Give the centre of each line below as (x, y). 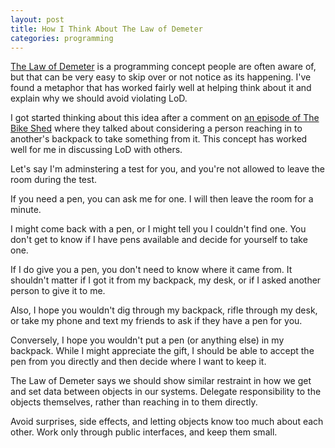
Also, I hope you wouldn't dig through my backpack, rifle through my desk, (164, 310)
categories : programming (62, 38)
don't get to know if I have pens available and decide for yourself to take (159, 240)
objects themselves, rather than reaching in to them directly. (134, 402)
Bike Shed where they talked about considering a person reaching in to (156, 128)
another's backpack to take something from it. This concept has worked (159, 139)
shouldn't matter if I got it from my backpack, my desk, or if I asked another (166, 280)
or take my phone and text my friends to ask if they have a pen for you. (156, 321)
